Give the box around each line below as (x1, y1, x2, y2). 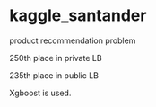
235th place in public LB (9, 69, 100, 81)
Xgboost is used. (9, 87, 72, 98)
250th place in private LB (9, 52, 102, 63)
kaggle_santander (9, 5, 147, 26)
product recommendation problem (9, 35, 136, 46)
